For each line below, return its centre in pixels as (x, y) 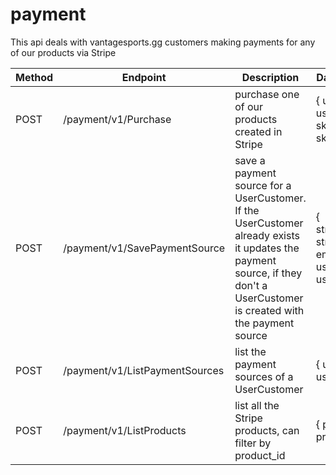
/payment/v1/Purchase (117, 119)
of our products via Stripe (63, 52)
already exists (267, 235)
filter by (253, 443)
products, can (267, 430)
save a (250, 160)
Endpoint (144, 77)
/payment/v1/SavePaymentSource (144, 248)
